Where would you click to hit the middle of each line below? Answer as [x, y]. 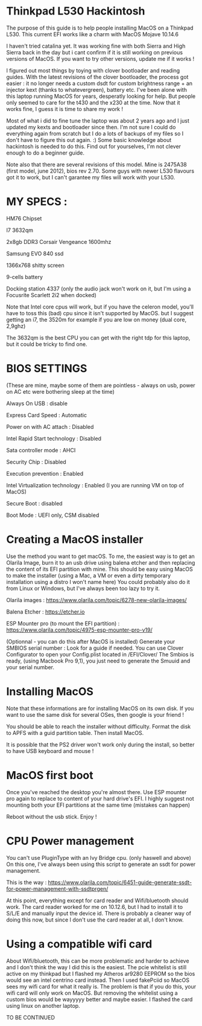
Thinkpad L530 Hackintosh [76, 11]
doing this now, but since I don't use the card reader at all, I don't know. [95, 920]
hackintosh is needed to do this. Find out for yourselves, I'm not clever [94, 146]
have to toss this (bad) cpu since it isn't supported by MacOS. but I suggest [100, 313]
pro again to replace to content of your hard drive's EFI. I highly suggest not [100, 798]
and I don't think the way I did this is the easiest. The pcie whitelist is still [96, 967]
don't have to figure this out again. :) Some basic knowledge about [89, 139]
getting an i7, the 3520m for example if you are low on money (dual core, [96, 319]
